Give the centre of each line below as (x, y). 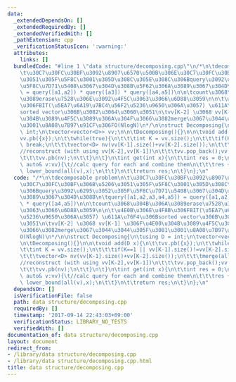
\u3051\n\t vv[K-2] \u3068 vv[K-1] (70, 223)
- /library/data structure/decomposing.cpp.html (80, 361)
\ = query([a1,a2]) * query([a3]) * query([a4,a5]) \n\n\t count (114, 92)
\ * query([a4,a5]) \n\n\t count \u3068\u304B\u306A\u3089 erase (111, 204)
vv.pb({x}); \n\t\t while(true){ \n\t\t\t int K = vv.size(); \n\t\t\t (119, 138)
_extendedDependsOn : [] (48, 20)
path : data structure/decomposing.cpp (71, 302)
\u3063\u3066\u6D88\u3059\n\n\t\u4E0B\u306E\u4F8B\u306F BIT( (111, 211)
